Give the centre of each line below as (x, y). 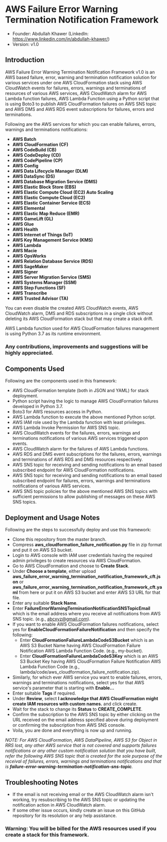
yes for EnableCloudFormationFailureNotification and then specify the (86, 630)
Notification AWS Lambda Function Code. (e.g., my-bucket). (82, 651)
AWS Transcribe (30, 293)
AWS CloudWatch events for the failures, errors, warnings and (76, 433)
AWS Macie (25, 250)
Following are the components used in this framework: (61, 381)
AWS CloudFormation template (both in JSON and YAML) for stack (81, 391)
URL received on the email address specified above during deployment (85, 720)
